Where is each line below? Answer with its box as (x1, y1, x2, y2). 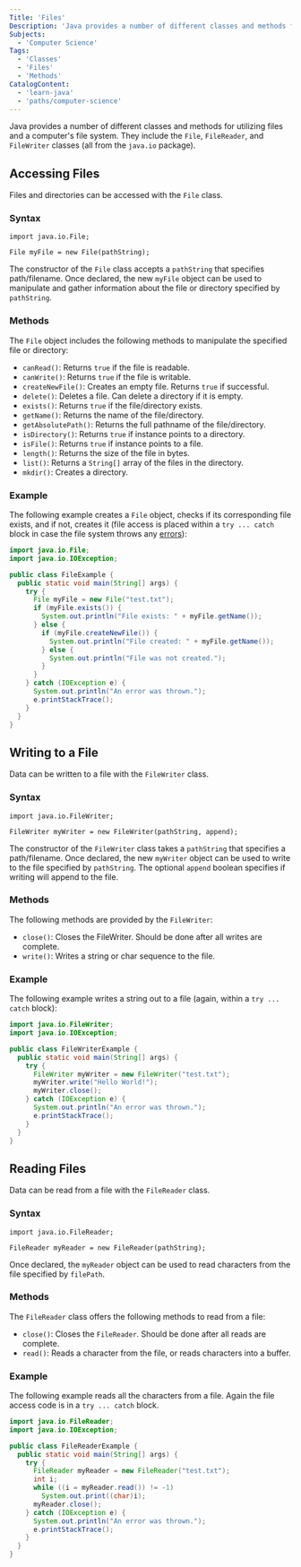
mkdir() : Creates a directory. (21, 467, 128, 478)
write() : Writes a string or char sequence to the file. (21, 951, 216, 961)
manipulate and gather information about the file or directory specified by (9, 283, 280, 294)
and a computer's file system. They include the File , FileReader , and (9, 131, 264, 142)
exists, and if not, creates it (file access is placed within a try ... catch (9, 519, 275, 530)
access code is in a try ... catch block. (9, 1399, 159, 1411)
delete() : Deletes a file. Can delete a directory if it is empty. (21, 391, 244, 401)
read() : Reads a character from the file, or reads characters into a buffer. (21, 1347, 291, 1358)
